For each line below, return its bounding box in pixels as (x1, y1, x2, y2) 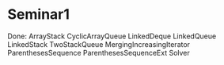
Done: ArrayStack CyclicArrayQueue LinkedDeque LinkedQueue (7, 31, 217, 41)
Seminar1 (7, 5, 70, 23)
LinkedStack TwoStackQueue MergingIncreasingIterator (7, 39, 191, 49)
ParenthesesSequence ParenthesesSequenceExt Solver (7, 48, 191, 57)
